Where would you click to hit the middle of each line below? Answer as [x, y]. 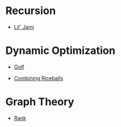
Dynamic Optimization [61, 51]
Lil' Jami [24, 27]
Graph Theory [40, 102]
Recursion [31, 11]
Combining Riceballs [38, 78]
